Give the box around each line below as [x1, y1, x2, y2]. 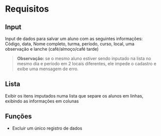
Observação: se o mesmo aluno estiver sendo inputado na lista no [17, 56, 151, 61]
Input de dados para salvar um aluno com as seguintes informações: [5, 36, 143, 41]
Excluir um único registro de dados [12, 125, 82, 131]
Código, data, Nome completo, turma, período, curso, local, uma [5, 41, 135, 47]
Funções [5, 112, 32, 120]
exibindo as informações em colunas [5, 98, 79, 104]
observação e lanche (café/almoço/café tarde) [5, 46, 99, 52]
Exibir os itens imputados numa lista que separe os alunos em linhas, [5, 93, 143, 98]
